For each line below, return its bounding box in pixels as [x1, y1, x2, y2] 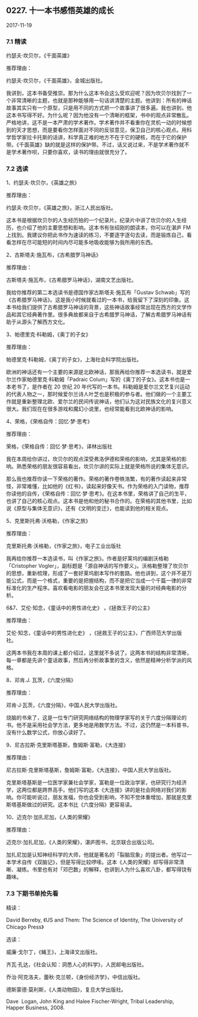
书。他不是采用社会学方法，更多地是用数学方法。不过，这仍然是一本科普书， [6, 722, 192, 729]
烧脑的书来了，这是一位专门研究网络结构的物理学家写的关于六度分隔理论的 [6, 714, 187, 721]
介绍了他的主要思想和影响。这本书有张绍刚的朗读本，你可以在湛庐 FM [21, 224, 191, 231]
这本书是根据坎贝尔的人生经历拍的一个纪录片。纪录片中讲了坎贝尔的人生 [6, 217, 181, 224]
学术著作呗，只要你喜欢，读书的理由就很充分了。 [11, 149, 130, 156]
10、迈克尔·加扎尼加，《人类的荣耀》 [6, 814, 93, 821]
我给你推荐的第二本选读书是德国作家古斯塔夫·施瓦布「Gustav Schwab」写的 [6, 289, 190, 296]
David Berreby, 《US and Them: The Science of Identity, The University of [6, 916, 183, 923]
